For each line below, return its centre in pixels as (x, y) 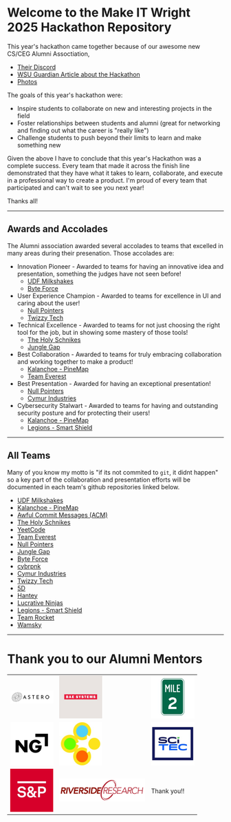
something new (39, 145)
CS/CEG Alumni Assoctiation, (48, 54)
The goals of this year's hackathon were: (65, 95)
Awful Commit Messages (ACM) (62, 515)
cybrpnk (29, 566)
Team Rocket (36, 617)
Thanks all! (23, 201)
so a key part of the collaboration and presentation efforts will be (99, 480)
